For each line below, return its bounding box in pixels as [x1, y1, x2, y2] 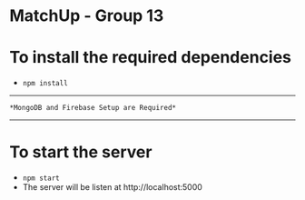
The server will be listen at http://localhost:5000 [22, 182, 202, 193]
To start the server [9, 142, 152, 163]
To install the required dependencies [9, 47, 292, 68]
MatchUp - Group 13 [9, 5, 164, 26]
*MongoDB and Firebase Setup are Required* [9, 104, 177, 113]
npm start [22, 174, 61, 183]
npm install [22, 79, 68, 88]
